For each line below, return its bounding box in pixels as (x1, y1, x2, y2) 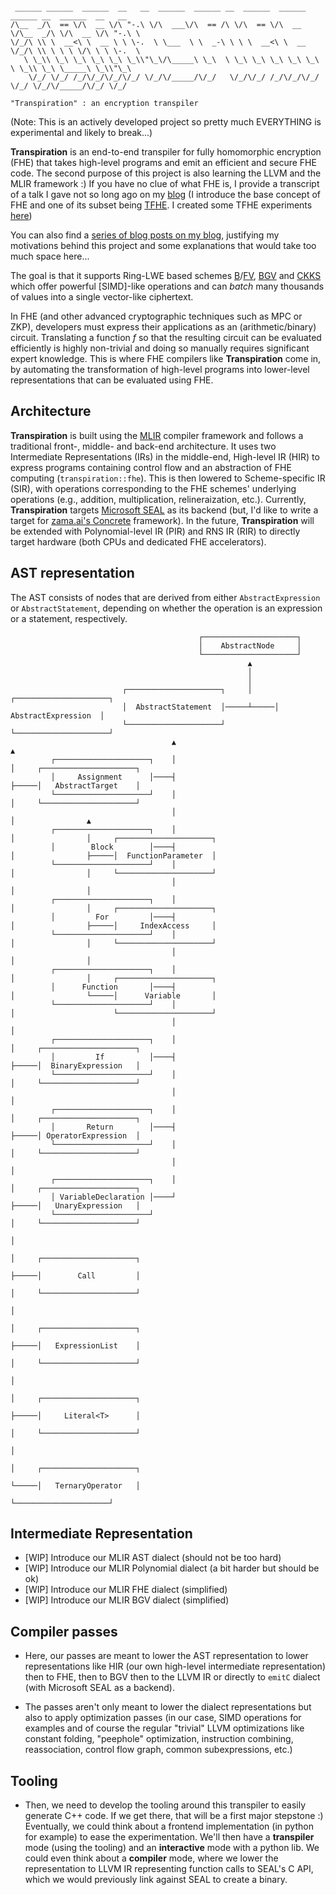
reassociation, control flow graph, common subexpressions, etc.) (24, 1744, 293, 1756)
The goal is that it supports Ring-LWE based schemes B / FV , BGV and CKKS (10, 270, 322, 281)
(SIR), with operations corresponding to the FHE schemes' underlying (10, 482, 297, 494)
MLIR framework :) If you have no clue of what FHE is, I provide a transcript (10, 178, 320, 189)
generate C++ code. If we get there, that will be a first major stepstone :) (24, 1810, 324, 1822)
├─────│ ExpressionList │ (10, 1340, 141, 1351)
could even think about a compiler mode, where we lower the (24, 1852, 279, 1864)
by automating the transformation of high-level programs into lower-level (10, 364, 310, 375)
